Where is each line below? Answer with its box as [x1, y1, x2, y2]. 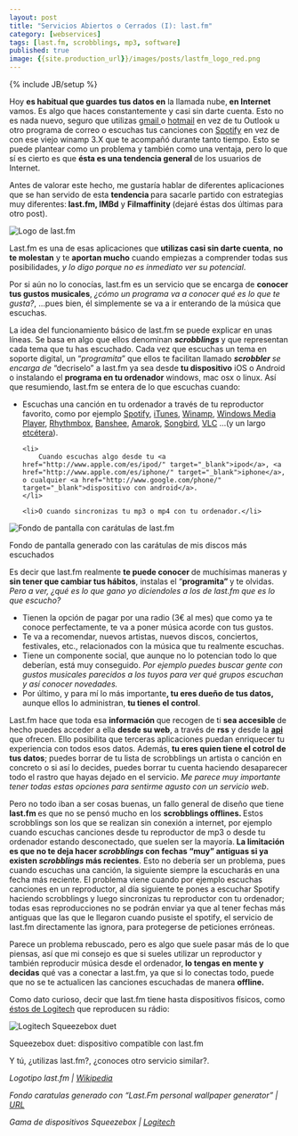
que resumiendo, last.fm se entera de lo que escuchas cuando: [9, 382, 241, 392]
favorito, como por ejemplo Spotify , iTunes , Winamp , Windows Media [21, 408, 277, 419]
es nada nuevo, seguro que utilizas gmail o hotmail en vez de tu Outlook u [9, 115, 280, 126]
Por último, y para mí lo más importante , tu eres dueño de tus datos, [21, 688, 274, 698]
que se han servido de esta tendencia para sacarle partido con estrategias [9, 189, 284, 200]
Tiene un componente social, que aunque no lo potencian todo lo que [21, 650, 278, 661]
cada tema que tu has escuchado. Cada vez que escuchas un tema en [9, 344, 267, 354]
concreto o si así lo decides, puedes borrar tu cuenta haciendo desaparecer [9, 762, 288, 772]
